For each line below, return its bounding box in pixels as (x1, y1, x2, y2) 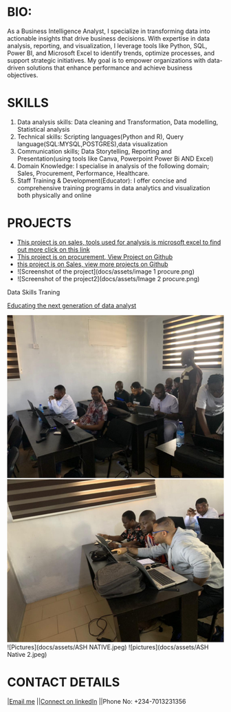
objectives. (7, 70, 38, 79)
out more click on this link (16, 245, 91, 254)
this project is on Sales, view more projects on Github (16, 260, 168, 268)
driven (7, 63, 25, 72)
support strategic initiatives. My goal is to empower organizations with (7, 56, 206, 64)
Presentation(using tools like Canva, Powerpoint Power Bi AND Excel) (16, 154, 214, 163)
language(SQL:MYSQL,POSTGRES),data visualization (16, 139, 168, 148)
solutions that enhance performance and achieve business (26, 63, 192, 72)
